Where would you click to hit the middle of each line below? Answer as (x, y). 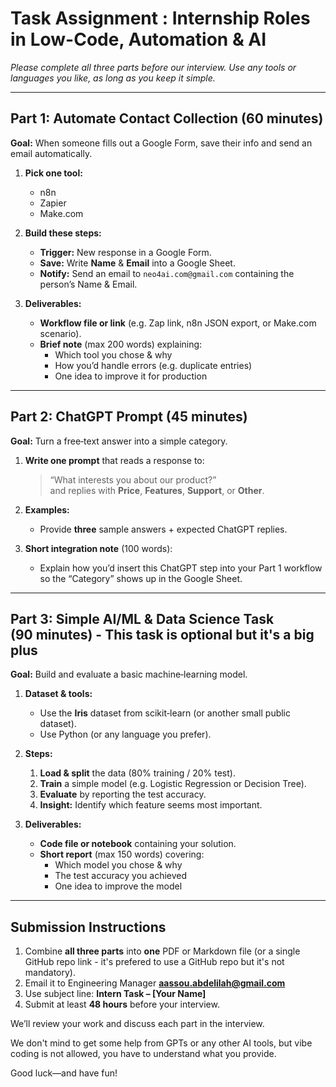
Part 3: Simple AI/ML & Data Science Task (142, 618)
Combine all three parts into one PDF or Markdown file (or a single (162, 951)
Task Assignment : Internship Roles (160, 18)
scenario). (60, 333)
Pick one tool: (53, 173)
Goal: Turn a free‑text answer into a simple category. (119, 441)
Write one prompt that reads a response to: (114, 460)
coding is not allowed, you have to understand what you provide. (143, 1054)
